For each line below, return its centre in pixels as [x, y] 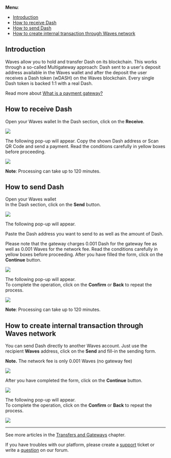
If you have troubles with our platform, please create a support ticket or [80, 445]
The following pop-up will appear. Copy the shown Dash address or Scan [82, 141]
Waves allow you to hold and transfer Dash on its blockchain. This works [81, 62]
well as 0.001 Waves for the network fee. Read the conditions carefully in [81, 249]
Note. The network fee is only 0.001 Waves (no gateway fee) [69, 361]
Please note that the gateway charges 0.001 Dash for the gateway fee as [81, 244]
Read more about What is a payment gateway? [54, 93]
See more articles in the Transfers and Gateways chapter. [65, 435]
